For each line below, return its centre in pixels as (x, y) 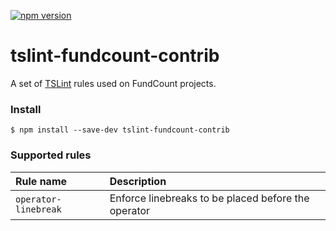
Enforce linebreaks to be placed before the (209, 198)
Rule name (41, 181)
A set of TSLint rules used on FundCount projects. (113, 83)
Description (138, 181)
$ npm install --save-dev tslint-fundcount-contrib (120, 130)
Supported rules (51, 155)
